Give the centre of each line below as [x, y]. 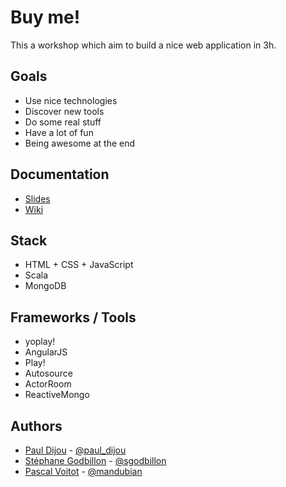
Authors [36, 426]
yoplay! [40, 342]
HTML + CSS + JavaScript [79, 265]
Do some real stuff [63, 122]
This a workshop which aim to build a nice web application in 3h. [143, 45]
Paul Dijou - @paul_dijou [75, 450]
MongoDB [45, 286]
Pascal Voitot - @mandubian [83, 471]
